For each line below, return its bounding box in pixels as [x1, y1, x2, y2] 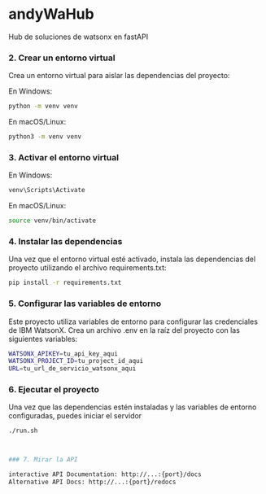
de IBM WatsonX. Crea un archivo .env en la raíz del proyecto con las [8, 325, 240, 334]
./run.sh [8, 426, 38, 435]
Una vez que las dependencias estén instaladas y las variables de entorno [8, 402, 257, 412]
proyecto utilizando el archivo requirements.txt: [8, 263, 167, 273]
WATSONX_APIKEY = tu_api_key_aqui [8, 349, 118, 358]
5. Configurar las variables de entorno [8, 298, 162, 309]
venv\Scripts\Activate [8, 186, 85, 195]
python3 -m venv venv [8, 133, 82, 141]
